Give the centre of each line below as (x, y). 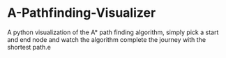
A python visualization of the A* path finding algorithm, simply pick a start (113, 32)
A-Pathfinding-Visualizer (82, 13)
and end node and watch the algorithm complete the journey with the (107, 39)
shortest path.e (29, 47)
